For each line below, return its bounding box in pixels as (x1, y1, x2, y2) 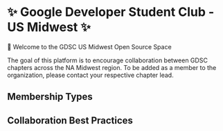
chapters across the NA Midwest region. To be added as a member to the (7, 63, 217, 71)
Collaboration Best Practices (7, 114, 134, 126)
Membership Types (7, 91, 93, 103)
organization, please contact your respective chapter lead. (7, 71, 175, 79)
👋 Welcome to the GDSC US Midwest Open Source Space (7, 42, 172, 51)
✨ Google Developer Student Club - (7, 4, 215, 20)
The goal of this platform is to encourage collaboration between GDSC (7, 56, 208, 64)
